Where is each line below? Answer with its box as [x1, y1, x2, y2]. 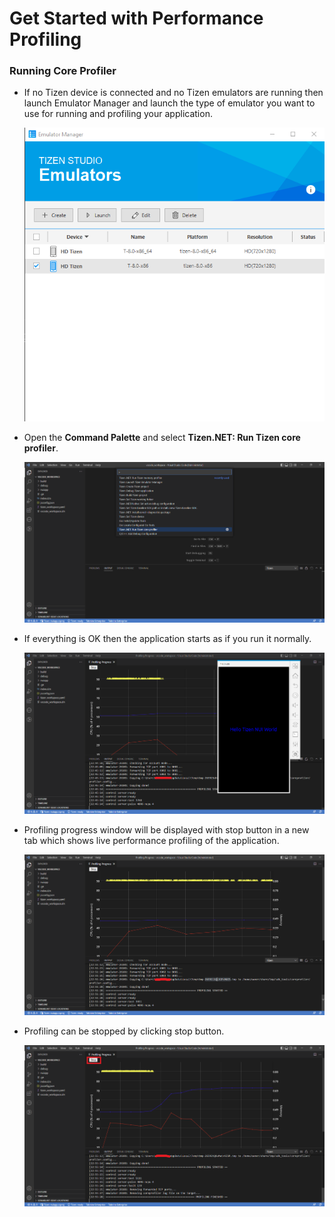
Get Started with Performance [9, 7, 264, 30]
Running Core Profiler [9, 64, 117, 78]
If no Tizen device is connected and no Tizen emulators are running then [23, 87, 324, 99]
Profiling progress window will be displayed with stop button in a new [23, 823, 310, 836]
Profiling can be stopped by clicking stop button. [23, 1025, 225, 1037]
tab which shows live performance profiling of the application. [23, 834, 280, 846]
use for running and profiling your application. [23, 108, 213, 120]
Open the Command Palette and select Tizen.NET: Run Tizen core [23, 431, 301, 443]
